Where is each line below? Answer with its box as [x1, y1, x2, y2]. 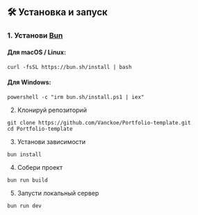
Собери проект [17, 163, 63, 171]
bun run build [7, 177, 49, 184]
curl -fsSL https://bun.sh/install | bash [7, 63, 132, 70]
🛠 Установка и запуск [7, 6, 108, 18]
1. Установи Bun [7, 31, 63, 40]
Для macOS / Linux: [7, 48, 67, 56]
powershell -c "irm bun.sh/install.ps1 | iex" [7, 93, 145, 100]
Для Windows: [7, 78, 51, 86]
